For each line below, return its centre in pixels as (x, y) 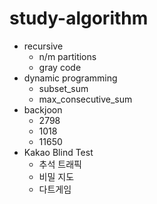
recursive (43, 46)
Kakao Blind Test (58, 152)
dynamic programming (70, 78)
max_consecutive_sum (85, 99)
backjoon (43, 109)
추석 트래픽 (60, 164)
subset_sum (63, 88)
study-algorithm (79, 18)
